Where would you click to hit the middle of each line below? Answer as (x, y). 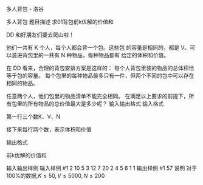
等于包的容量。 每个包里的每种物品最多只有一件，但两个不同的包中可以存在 (100, 76)
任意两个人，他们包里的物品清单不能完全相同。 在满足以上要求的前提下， (98, 96)
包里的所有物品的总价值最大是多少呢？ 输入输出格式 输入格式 (88, 104)
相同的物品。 (22, 83)
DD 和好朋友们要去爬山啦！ (40, 35)
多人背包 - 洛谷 (25, 9)
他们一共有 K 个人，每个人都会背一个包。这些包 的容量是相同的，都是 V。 (98, 48)
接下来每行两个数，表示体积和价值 (49, 129)
